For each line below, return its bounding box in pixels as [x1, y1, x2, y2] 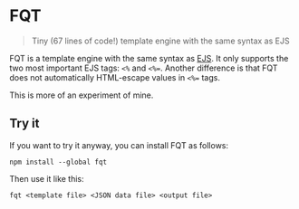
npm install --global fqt [9, 157, 107, 166]
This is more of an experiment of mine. [9, 90, 154, 100]
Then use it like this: [9, 173, 84, 184]
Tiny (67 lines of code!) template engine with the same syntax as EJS [31, 35, 290, 46]
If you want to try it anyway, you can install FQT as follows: [9, 139, 229, 150]
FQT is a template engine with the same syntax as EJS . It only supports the [9, 52, 289, 63]
